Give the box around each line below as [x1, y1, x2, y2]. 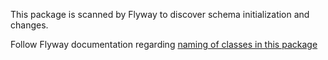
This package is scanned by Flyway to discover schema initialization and [10, 9, 310, 20]
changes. [10, 19, 49, 31]
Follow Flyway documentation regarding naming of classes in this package [10, 39, 318, 50]
